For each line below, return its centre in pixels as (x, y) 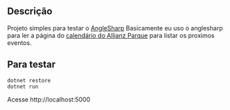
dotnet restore (29, 80)
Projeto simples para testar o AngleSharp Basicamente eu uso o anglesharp (115, 28)
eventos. (20, 43)
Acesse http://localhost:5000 (49, 99)
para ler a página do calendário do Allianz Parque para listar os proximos (111, 35)
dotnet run (23, 86)
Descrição (30, 11)
